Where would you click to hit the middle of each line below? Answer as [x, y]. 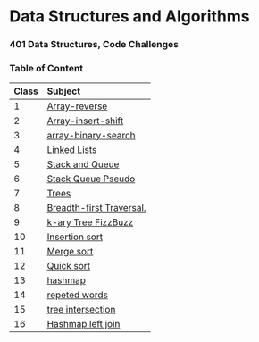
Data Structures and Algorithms [129, 17]
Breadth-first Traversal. [96, 208]
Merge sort [70, 252]
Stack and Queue [83, 164]
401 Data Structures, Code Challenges [94, 45]
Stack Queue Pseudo [91, 179]
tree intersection [81, 310]
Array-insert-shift [85, 121]
